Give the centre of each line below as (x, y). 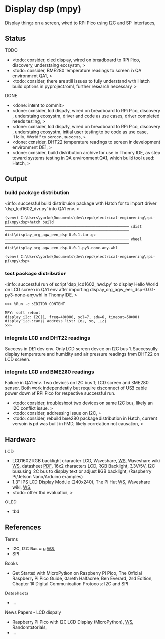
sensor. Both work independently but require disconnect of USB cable (76, 388)
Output (16, 179)
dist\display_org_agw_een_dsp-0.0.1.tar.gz (50, 235)
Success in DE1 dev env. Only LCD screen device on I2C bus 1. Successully (81, 349)
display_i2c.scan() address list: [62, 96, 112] (56, 321)
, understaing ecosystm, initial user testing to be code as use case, (80, 132)
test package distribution (36, 274)
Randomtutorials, (30, 627)
